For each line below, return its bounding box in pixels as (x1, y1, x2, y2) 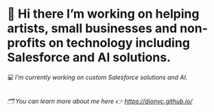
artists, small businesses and (7, 20, 178, 36)
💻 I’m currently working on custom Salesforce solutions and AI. (7, 73, 188, 81)
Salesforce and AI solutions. (7, 50, 171, 66)
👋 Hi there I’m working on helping (7, 6, 200, 22)
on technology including (48, 36, 191, 51)
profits (7, 36, 47, 51)
